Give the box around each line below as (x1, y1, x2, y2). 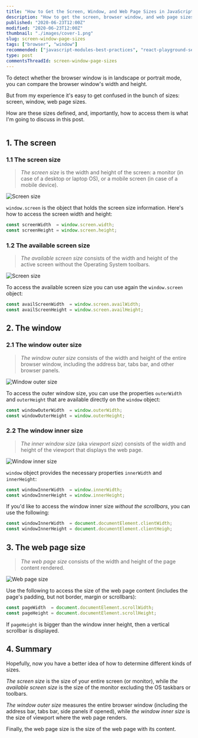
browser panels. (20, 366, 60, 374)
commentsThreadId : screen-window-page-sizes (6, 58, 117, 64)
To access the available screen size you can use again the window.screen (6, 284, 183, 291)
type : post (6, 52, 33, 58)
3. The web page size (6, 542, 86, 552)
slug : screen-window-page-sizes (6, 36, 85, 42)
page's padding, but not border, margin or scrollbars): (6, 593, 137, 601)
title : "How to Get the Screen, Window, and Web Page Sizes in (6, 8, 165, 15)
